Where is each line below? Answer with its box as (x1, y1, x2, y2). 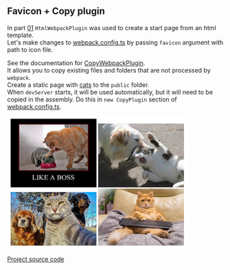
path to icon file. (7, 45, 54, 53)
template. (7, 31, 34, 39)
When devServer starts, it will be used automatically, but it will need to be (7, 88, 214, 96)
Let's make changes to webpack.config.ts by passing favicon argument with (7, 38, 224, 47)
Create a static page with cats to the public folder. (7, 80, 150, 88)
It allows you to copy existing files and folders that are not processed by (7, 66, 211, 74)
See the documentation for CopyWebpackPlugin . (7, 58, 146, 67)
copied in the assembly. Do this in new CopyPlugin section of (7, 95, 177, 103)
